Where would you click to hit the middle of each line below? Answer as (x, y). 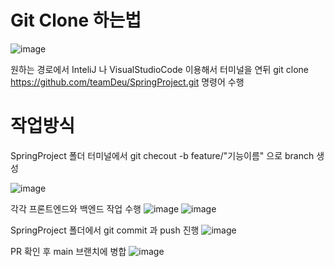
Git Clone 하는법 (76, 20)
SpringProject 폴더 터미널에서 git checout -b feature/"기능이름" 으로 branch (162, 155)
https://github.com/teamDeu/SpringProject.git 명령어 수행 (127, 82)
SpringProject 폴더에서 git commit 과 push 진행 (105, 230)
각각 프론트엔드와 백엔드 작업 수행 (76, 208)
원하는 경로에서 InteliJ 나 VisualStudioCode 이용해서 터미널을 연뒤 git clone (159, 69)
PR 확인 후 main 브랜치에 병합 (68, 251)
